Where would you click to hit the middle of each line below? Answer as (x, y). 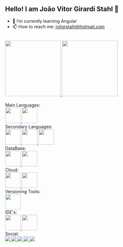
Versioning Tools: (23, 191)
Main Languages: (23, 105)
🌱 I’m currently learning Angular (45, 21)
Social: (12, 234)
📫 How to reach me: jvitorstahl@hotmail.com (59, 26)
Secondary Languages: (29, 126)
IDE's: (11, 212)
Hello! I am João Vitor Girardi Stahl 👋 (62, 9)
